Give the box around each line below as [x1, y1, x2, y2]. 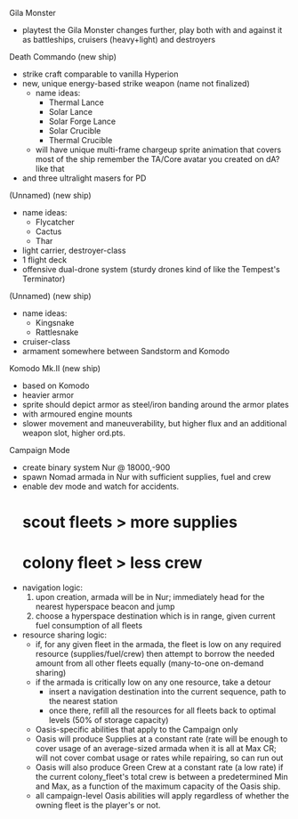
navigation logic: [21, 582, 83, 593]
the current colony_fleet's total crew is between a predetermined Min [35, 772, 288, 783]
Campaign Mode [9, 445, 70, 455]
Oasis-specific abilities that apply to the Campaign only [35, 725, 238, 735]
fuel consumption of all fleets [35, 620, 143, 631]
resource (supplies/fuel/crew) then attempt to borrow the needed [35, 649, 276, 660]
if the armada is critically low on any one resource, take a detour [35, 677, 271, 688]
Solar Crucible [48, 126, 101, 136]
